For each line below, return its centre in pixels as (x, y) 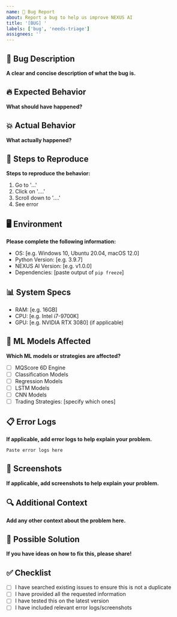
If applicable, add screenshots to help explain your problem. (82, 483)
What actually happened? (39, 140)
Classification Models (42, 374)
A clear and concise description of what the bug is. (71, 73)
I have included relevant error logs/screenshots (73, 608)
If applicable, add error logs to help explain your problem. (79, 439)
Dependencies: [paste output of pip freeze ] (69, 272)
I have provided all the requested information (70, 594)
